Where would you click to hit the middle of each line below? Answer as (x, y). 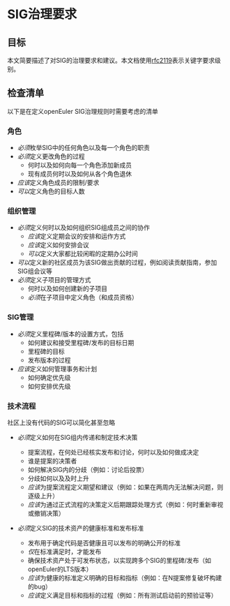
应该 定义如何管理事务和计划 (57, 369)
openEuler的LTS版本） (60, 569)
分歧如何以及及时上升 (58, 478)
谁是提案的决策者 (52, 461)
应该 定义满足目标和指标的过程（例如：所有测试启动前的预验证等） (122, 595)
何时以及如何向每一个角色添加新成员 (80, 165)
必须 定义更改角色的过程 (51, 156)
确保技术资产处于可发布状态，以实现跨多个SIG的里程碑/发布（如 (119, 560)
